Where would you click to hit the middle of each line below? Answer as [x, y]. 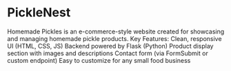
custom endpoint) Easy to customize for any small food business [99, 60]
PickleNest [39, 13]
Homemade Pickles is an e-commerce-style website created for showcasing [116, 31]
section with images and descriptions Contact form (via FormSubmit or [108, 53]
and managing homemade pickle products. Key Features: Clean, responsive [114, 38]
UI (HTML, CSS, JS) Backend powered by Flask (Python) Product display [110, 46]
